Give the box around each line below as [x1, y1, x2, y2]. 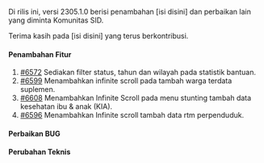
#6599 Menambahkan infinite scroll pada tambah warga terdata [19, 76, 233, 86]
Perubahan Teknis [8, 147, 71, 157]
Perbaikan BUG [8, 128, 61, 138]
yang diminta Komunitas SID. [8, 15, 104, 25]
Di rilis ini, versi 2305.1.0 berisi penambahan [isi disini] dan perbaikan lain [8, 7, 252, 16]
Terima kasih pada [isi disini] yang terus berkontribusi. [8, 31, 189, 40]
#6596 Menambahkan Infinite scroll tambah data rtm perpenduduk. [19, 111, 245, 120]
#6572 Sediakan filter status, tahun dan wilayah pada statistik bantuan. [19, 68, 257, 77]
